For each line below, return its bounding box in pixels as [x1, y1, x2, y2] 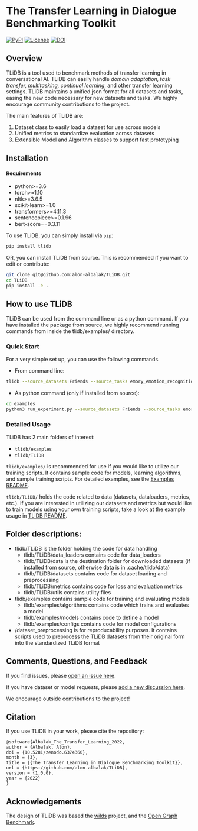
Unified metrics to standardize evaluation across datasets [14, 130, 155, 137]
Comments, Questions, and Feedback [6, 657, 147, 667]
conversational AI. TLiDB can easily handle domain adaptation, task [6, 75, 171, 82]
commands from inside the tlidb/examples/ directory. [6, 327, 135, 335]
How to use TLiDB [6, 299, 72, 309]
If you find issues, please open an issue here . [6, 672, 116, 679]
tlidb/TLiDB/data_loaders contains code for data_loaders [23, 551, 161, 558]
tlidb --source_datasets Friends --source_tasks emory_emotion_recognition [6, 379, 196, 384]
